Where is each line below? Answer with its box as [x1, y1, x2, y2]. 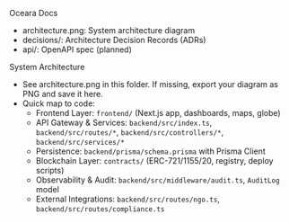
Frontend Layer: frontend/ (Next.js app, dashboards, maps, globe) [35, 108, 281, 118]
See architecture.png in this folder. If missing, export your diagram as [22, 79, 278, 89]
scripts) [35, 165, 65, 175]
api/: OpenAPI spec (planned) [22, 44, 133, 55]
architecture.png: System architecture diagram [22, 25, 196, 35]
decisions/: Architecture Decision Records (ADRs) [22, 35, 206, 45]
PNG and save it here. [22, 89, 103, 99]
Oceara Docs [9, 8, 58, 18]
